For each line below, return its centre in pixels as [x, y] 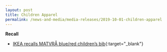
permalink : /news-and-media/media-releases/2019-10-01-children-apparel [84, 19]
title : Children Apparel [31, 15]
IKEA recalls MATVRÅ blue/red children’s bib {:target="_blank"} [78, 44]
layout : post [19, 10]
